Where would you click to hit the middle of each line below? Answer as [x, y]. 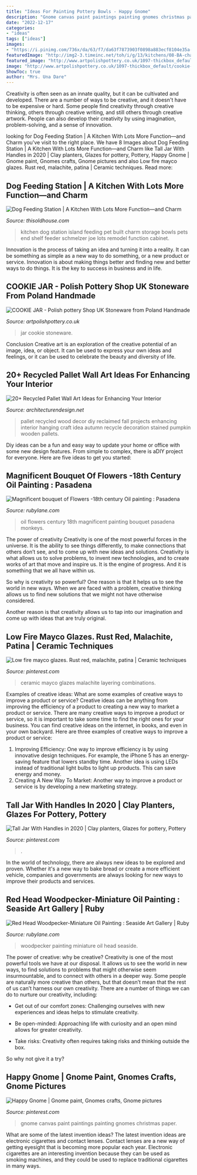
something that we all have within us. [51, 570]
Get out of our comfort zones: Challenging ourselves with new [90, 1006]
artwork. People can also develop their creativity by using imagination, [91, 119]
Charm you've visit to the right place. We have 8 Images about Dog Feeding [97, 143]
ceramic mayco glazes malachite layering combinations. [88, 683]
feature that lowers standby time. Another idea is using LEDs [105, 762]
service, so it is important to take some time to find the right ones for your [95, 719]
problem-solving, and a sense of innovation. [59, 125]
